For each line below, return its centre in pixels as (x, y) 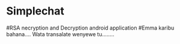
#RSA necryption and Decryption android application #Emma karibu (90, 28)
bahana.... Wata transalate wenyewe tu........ (60, 34)
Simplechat (35, 11)
